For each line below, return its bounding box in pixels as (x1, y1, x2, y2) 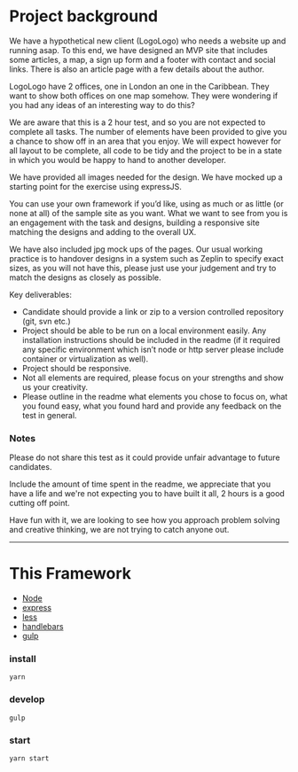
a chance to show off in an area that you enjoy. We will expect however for (9, 136, 282, 146)
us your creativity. (21, 381, 89, 392)
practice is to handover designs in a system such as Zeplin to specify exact (9, 253, 284, 263)
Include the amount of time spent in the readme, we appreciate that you (9, 479, 271, 489)
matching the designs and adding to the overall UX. (9, 226, 197, 237)
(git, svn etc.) (21, 316, 71, 326)
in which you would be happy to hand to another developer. (9, 154, 226, 165)
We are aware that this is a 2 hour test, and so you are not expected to (9, 117, 266, 128)
